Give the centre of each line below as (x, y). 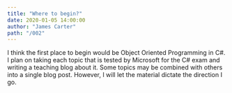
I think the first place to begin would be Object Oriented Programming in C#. (116, 53)
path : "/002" (26, 33)
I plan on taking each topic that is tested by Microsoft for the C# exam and (114, 60)
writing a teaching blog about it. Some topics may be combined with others (115, 67)
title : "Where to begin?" (45, 14)
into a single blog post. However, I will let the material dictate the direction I (115, 75)
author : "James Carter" (42, 26)
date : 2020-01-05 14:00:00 (46, 20)
